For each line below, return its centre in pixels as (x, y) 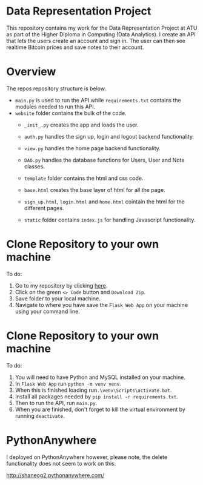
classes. (35, 166)
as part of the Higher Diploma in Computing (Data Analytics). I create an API (101, 34)
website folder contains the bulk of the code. (71, 113)
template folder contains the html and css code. (84, 178)
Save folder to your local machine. (58, 299)
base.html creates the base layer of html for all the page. (95, 190)
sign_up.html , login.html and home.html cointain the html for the (105, 202)
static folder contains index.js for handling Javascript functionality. (110, 220)
